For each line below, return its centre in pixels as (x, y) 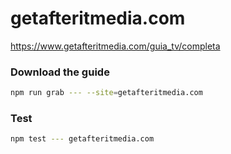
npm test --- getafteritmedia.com (82, 139)
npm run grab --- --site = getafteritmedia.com (106, 93)
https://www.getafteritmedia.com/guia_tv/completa (115, 46)
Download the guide (60, 72)
